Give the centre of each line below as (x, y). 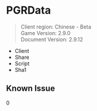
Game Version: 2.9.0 (46, 33)
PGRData (29, 10)
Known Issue (30, 89)
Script (22, 64)
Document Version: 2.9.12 (52, 39)
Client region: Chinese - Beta (56, 27)
